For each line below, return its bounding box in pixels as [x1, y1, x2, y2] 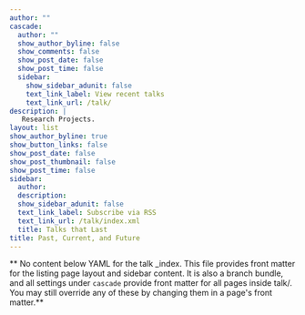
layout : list [9, 124, 59, 133]
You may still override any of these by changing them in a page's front [9, 288, 273, 299]
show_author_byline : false [17, 38, 120, 48]
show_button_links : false [9, 140, 107, 149]
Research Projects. [21, 115, 96, 124]
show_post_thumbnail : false [9, 157, 117, 167]
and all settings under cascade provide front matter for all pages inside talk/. [9, 278, 293, 289]
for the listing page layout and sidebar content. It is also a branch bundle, [9, 268, 284, 279]
